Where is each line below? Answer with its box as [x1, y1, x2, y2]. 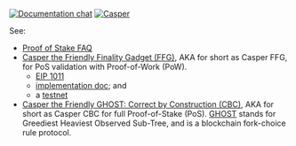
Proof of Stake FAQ [21, 42, 93, 53]
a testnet [35, 89, 68, 100]
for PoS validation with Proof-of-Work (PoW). [21, 62, 188, 72]
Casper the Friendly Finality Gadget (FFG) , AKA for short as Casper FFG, [21, 52, 288, 62]
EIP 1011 [35, 71, 65, 81]
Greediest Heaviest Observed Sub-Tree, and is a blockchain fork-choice [21, 118, 286, 128]
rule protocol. [21, 127, 72, 137]
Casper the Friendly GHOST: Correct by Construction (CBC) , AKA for [21, 99, 274, 110]
